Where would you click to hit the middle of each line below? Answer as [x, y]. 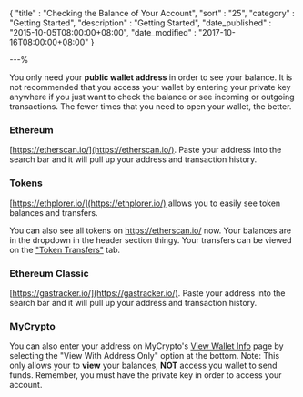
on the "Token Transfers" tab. [65, 249]
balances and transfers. [54, 212]
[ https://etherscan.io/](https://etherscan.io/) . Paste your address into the [146, 150]
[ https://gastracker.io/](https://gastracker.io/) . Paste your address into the [147, 293]
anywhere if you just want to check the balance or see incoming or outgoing [152, 97]
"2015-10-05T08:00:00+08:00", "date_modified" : [103, 32]
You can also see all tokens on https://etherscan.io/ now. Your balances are [151, 230]
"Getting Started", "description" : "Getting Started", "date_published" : [141, 23]
